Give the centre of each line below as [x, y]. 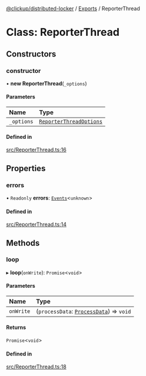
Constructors [31, 54]
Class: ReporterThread [63, 32]
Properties [26, 168]
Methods [23, 243]
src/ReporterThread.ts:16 [36, 150]
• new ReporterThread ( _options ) [47, 83]
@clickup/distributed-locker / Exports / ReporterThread [73, 9]
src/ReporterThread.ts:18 [36, 367]
